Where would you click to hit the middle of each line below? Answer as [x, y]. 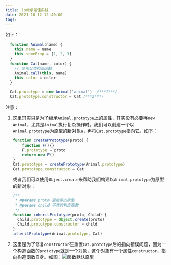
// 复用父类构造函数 [33, 68]
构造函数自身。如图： [40, 257]
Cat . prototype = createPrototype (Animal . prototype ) [69, 165]
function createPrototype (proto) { [51, 140]
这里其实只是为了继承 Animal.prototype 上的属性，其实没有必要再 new [83, 118]
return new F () [38, 155]
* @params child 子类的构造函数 [47, 205]
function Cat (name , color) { [41, 64]
